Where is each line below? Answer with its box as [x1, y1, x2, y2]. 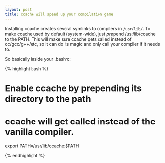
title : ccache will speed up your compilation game [5, 12, 113, 17]
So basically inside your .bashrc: [5, 56, 71, 62]
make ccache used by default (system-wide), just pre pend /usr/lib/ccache [5, 31, 156, 37]
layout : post [5, 7, 32, 12]
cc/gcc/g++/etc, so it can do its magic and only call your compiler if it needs [5, 41, 160, 47]
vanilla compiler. [5, 126, 74, 137]
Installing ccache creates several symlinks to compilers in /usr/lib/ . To [5, 25, 151, 31]
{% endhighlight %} [5, 152, 45, 158]
